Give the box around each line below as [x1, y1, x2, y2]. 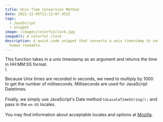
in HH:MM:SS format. [5, 61, 48, 67]
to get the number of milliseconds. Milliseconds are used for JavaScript [5, 81, 148, 87]
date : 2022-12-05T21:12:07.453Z [5, 12, 70, 16]
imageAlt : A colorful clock [5, 34, 62, 39]
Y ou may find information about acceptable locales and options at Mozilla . [5, 111, 153, 117]
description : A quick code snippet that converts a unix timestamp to [5, 39, 151, 43]
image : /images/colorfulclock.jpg [5, 29, 75, 34]
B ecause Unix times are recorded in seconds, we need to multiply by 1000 [5, 76, 154, 81]
